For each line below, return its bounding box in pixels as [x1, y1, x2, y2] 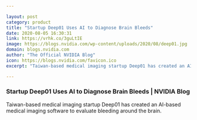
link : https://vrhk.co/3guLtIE [6, 36, 83, 42]
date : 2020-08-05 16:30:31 [6, 30, 72, 36]
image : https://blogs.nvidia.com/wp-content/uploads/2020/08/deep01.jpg [6, 41, 188, 47]
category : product [6, 19, 51, 25]
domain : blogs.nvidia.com [6, 46, 69, 53]
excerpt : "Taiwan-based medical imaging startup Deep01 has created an [6, 63, 185, 69]
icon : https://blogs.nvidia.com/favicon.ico [6, 57, 117, 64]
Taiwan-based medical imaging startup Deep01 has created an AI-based [6, 101, 181, 108]
